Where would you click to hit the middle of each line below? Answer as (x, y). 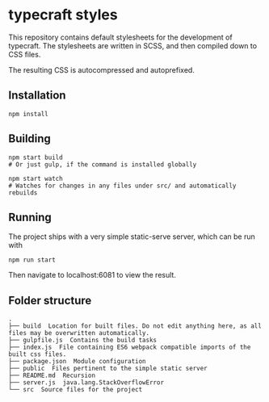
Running (30, 217)
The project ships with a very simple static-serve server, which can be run (132, 237)
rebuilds (23, 193)
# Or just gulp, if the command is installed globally (103, 164)
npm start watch (36, 178)
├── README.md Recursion (52, 376)
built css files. (38, 354)
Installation (37, 96)
